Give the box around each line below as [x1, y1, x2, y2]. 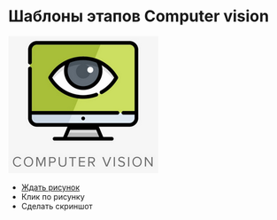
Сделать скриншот [20, 200, 94, 211]
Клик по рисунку [20, 191, 85, 201]
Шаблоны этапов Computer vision [8, 6, 269, 27]
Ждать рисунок [20, 182, 81, 192]
